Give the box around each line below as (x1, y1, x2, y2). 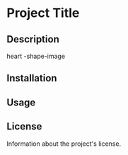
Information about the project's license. (6, 139, 122, 148)
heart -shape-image (6, 52, 65, 60)
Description (6, 33, 59, 45)
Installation (6, 72, 57, 84)
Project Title (6, 5, 80, 21)
